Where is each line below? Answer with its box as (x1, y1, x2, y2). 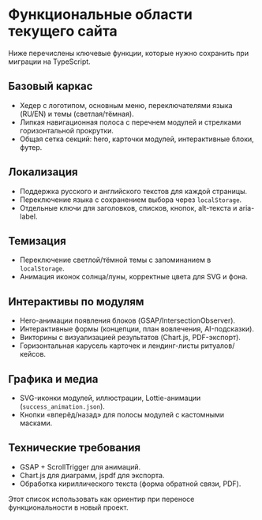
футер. (19, 142, 43, 152)
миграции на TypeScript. (8, 57, 91, 66)
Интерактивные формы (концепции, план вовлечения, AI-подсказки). (19, 324, 255, 334)
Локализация (8, 166, 78, 179)
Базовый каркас (8, 80, 93, 93)
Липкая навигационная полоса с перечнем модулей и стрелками (19, 117, 241, 127)
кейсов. (19, 350, 46, 359)
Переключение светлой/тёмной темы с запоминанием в (19, 255, 211, 265)
